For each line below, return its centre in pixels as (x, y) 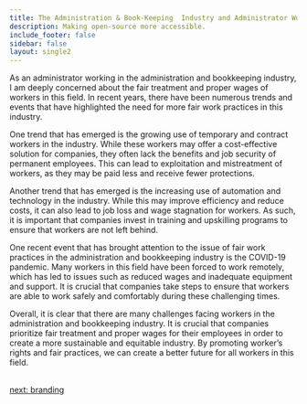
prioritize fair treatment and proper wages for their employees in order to (146, 334)
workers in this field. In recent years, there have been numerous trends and (151, 98)
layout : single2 (40, 52)
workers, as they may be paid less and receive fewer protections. (132, 174)
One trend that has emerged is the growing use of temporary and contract (149, 134)
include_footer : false (53, 35)
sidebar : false (38, 43)
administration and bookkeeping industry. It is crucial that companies (139, 324)
